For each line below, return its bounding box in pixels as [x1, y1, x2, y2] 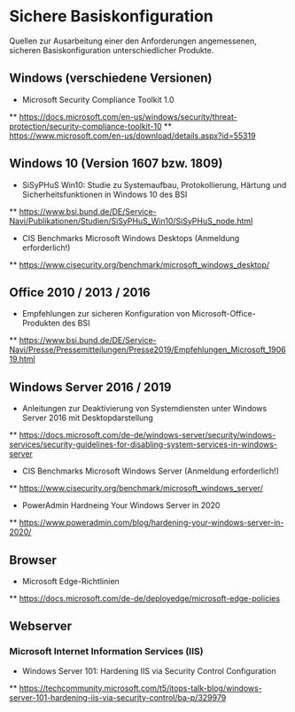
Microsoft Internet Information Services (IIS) [9, 645, 204, 658]
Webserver [9, 619, 73, 634]
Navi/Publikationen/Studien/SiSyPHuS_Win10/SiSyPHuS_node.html [9, 215, 253, 226]
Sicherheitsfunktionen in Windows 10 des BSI [21, 189, 188, 200]
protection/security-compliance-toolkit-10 [9, 121, 162, 131]
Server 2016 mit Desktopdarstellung [21, 412, 153, 423]
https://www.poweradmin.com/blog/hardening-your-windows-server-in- [19, 517, 284, 528]
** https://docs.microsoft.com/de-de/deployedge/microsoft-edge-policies [9, 593, 281, 604]
